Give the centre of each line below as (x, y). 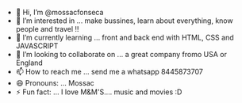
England (29, 63)
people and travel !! (47, 29)
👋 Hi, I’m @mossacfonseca (60, 12)
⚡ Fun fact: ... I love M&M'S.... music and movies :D (99, 92)
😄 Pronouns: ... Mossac (55, 83)
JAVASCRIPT (37, 46)
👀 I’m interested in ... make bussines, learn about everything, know (124, 21)
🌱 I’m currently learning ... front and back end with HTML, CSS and (125, 37)
